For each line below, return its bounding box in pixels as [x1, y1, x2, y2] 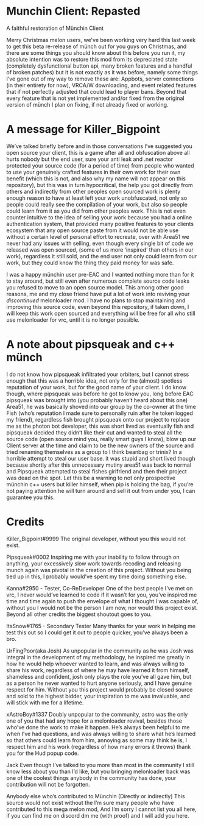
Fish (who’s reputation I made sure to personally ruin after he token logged [6, 409, 194, 417]
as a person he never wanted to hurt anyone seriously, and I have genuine [6, 679, 192, 687]
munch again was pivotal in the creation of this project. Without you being [6, 566, 192, 573]
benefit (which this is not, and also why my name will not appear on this [6, 175, 186, 182]
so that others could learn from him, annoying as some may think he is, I [6, 736, 188, 744]
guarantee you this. [6, 494, 55, 501]
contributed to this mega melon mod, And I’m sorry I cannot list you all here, [6, 806, 197, 813]
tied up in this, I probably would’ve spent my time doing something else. [6, 573, 187, 580]
